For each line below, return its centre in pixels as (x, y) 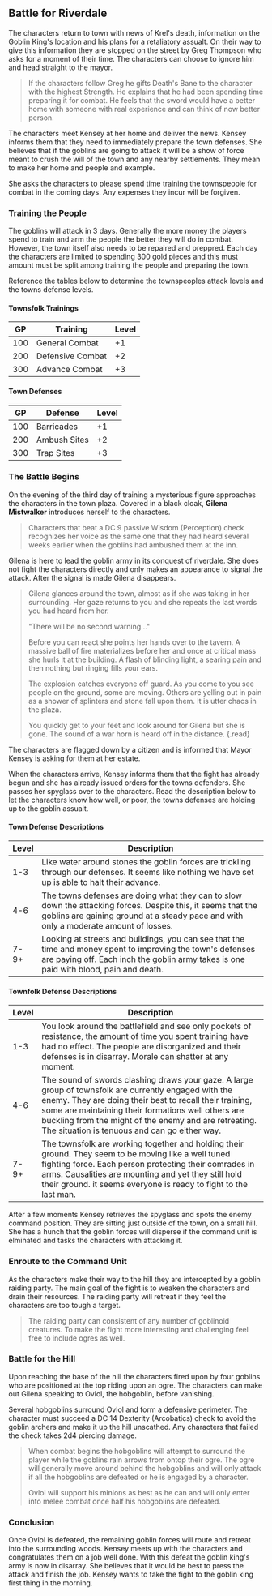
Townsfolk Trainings (44, 308)
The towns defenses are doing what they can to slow (142, 895)
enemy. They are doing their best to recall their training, (147, 1100)
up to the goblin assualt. (49, 808)
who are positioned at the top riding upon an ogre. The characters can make (136, 1385)
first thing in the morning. (51, 1583)
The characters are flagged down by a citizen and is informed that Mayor (130, 749)
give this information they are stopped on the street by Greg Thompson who (135, 50)
